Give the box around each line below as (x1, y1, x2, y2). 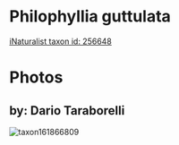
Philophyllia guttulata (9, 6, 172, 27)
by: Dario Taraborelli (9, 103, 125, 118)
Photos (9, 67, 64, 88)
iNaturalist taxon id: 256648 (9, 36, 112, 47)
